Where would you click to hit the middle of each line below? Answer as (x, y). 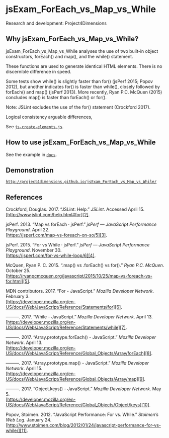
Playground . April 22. (28, 230)
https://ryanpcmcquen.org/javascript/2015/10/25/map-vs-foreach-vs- (80, 276)
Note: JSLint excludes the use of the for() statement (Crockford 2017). (78, 107)
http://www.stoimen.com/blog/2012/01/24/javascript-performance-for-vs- (84, 425)
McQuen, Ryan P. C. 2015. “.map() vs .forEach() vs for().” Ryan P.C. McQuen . (85, 266)
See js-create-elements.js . (35, 126)
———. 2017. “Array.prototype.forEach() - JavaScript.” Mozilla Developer (81, 337)
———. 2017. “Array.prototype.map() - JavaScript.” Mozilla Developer (77, 363)
